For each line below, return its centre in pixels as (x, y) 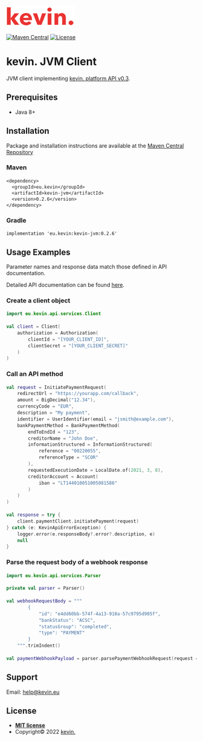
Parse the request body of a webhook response (77, 563)
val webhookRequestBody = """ (44, 601)
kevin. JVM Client (51, 62)
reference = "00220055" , (70, 451)
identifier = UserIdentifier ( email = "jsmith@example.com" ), (95, 419)
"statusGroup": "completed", (75, 627)
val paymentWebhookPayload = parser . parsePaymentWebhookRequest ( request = (102, 658)
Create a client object (38, 300)
